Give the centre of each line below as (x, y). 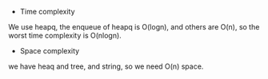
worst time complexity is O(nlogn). (65, 36)
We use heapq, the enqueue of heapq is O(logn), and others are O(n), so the (134, 27)
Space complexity (50, 51)
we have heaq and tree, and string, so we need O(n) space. (106, 66)
